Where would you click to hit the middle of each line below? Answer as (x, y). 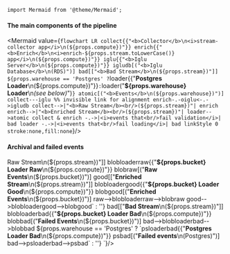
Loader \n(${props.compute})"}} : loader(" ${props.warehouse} (97, 86)
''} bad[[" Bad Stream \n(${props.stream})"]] (161, 206)
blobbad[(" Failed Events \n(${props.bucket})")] (74, 221)
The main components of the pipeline (62, 25)
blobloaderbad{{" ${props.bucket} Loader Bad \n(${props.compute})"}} (109, 214)
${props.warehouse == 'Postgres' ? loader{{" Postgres (85, 78)
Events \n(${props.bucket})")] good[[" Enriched (74, 177)
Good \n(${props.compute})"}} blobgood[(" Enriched (82, 192)
